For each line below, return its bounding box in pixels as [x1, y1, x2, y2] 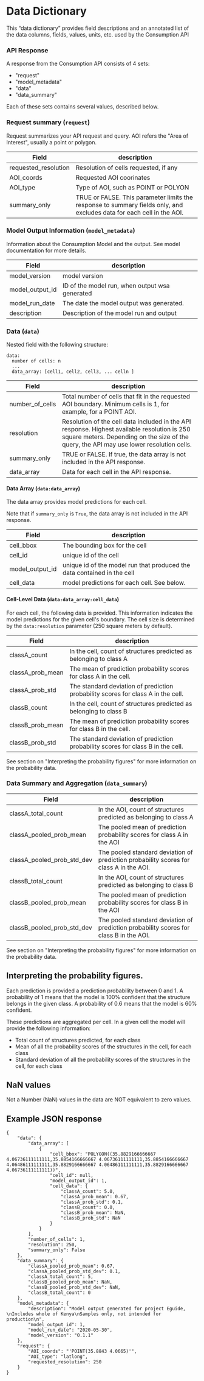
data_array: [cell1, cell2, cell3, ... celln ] [12, 369, 135, 375]
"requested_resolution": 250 [28, 1359, 102, 1365]
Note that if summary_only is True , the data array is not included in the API [6, 510, 188, 517]
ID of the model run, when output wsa [63, 281, 170, 290]
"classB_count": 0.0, [60, 1204, 115, 1210]
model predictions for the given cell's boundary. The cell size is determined [6, 615, 195, 623]
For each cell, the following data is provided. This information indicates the [6, 609, 193, 616]
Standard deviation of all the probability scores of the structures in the [15, 1056, 191, 1063]
